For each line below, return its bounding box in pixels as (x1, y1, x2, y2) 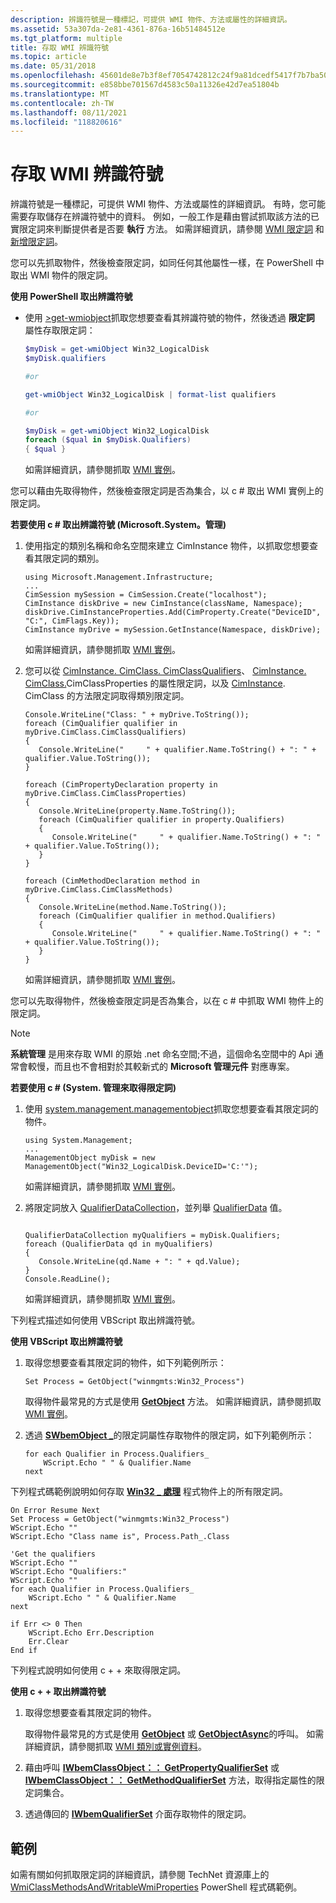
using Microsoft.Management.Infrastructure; (24, 572, 214, 583)
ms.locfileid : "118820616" (10, 117, 123, 127)
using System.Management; (24, 1136, 133, 1146)
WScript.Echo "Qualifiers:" (10, 1567, 128, 1577)
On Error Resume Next (10, 1506, 101, 1516)
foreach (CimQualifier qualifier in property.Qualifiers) (38, 815, 286, 825)
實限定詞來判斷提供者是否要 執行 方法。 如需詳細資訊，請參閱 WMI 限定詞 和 (10, 223, 325, 235)
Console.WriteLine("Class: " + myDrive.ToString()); (24, 710, 250, 720)
